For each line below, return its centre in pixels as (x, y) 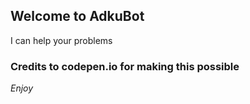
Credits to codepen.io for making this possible (125, 66)
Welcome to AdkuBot (77, 16)
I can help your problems (61, 40)
